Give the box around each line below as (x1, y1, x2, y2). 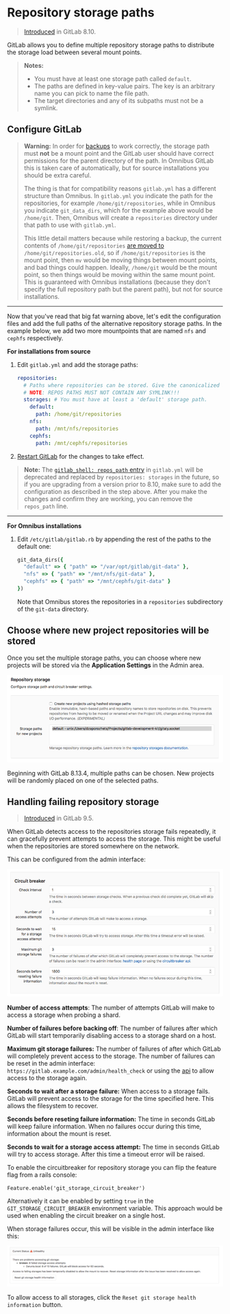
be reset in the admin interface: (7, 1059, 96, 1067)
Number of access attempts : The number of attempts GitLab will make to (7, 1003, 215, 1012)
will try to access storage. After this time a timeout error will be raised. (7, 1150, 205, 1158)
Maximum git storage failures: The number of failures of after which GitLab (7, 1044, 221, 1053)
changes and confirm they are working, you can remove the (23, 494, 193, 503)
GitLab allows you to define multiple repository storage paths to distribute (7, 40, 214, 49)
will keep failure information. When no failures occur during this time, (7, 1122, 202, 1130)
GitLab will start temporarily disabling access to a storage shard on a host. (7, 1031, 217, 1040)
